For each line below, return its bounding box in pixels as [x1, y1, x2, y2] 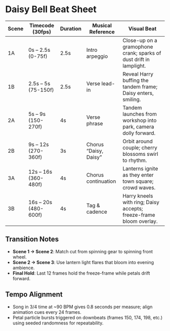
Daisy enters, [122, 89, 154, 96]
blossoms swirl [122, 150, 158, 157]
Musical [92, 22, 112, 29]
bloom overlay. [122, 217, 158, 224]
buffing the [122, 77, 149, 84]
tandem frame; [122, 83, 158, 90]
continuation [86, 178, 116, 185]
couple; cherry [122, 144, 158, 151]
